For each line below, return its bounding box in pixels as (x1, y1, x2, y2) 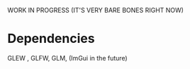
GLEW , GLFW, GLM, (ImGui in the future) (7, 54, 128, 62)
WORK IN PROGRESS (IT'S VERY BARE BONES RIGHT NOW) (7, 6, 184, 14)
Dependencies (7, 31, 95, 46)
